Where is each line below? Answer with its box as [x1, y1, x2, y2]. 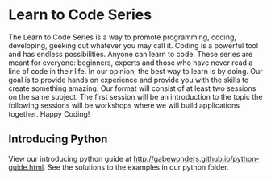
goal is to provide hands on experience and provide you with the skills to [8, 75, 249, 84]
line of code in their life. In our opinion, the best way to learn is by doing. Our [8, 66, 263, 76]
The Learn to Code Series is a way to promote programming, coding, [8, 32, 236, 42]
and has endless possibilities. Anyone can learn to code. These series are [8, 49, 253, 59]
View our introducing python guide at [8, 153, 132, 163]
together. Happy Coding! [8, 108, 90, 118]
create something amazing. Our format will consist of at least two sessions [8, 83, 256, 93]
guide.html [8, 162, 44, 172]
